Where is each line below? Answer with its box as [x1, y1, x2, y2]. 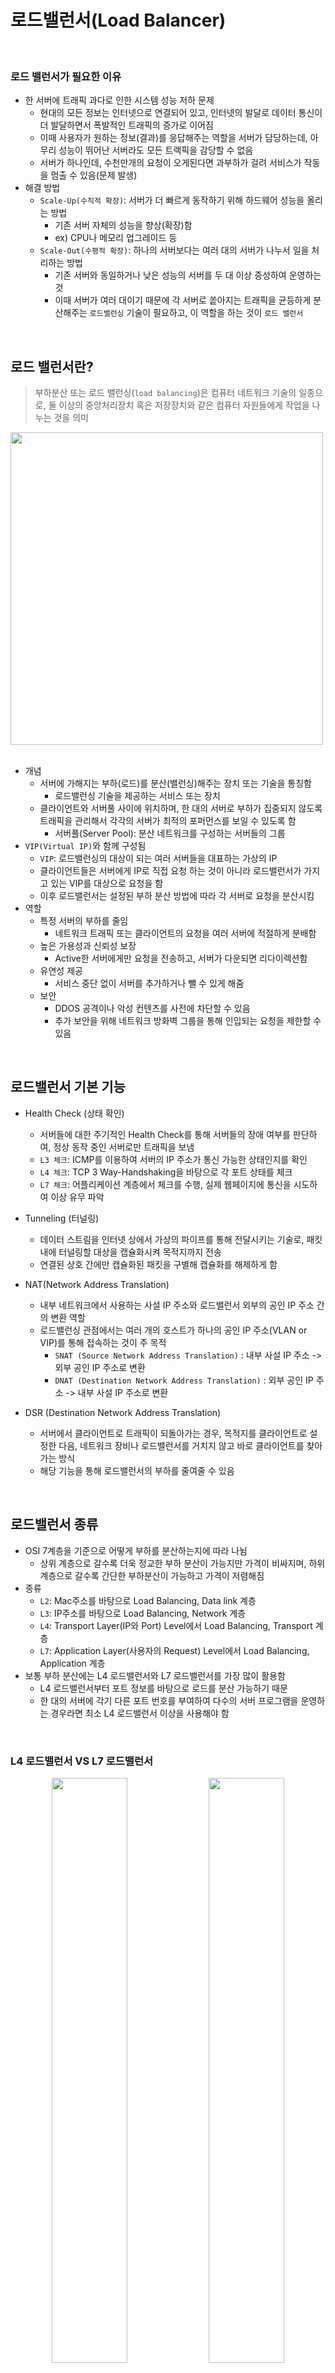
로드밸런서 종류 [10, 1516, 99, 1533]
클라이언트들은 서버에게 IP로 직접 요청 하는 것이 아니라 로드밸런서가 [39, 865, 302, 877]
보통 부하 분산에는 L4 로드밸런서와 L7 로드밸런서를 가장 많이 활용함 [24, 1669, 286, 1681]
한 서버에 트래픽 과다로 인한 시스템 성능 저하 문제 [24, 94, 215, 106]
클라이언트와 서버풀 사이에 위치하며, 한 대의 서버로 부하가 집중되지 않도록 [39, 802, 323, 815]
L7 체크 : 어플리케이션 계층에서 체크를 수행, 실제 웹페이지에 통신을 [39, 1178, 292, 1190]
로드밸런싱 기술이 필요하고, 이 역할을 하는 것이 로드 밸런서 [89, 307, 304, 319]
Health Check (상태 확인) [24, 1107, 125, 1119]
